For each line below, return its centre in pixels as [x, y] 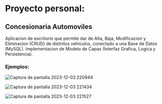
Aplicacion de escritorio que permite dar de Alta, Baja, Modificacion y [76, 38]
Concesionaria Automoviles [49, 27]
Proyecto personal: [45, 9]
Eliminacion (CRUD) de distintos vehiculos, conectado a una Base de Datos [81, 44]
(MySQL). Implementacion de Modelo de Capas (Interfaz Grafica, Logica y [81, 49]
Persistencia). [19, 54]
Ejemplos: [17, 67]
